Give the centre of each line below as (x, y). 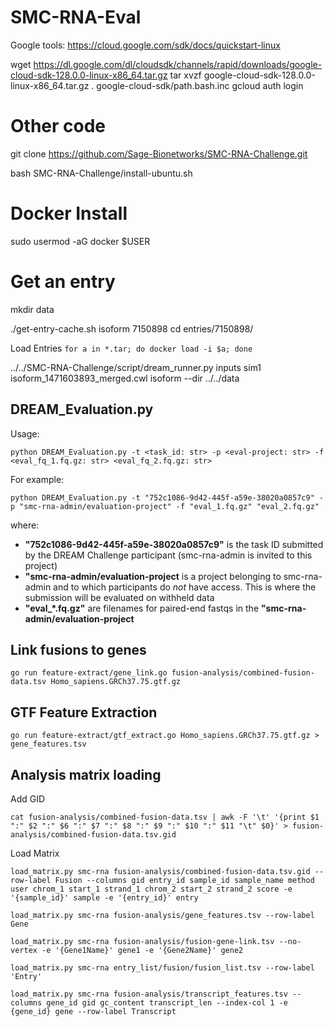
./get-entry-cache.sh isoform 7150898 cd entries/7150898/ (132, 328)
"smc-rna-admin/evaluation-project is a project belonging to (153, 576)
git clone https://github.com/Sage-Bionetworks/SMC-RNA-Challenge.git (159, 153)
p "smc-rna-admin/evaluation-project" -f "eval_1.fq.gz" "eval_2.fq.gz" (165, 506)
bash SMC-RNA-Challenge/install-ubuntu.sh (101, 173)
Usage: (25, 433)
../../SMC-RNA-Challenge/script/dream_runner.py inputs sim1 (136, 367)
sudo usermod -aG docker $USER (80, 241)
